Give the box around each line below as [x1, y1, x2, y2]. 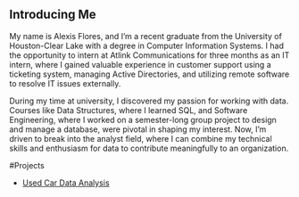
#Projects [9, 160, 45, 170]
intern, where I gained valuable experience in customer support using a [9, 59, 271, 70]
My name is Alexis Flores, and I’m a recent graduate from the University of [9, 30, 283, 41]
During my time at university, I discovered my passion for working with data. [9, 95, 289, 106]
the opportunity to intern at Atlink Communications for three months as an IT [9, 49, 290, 61]
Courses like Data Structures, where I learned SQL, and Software [9, 104, 248, 115]
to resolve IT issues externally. [9, 78, 121, 88]
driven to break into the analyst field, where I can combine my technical [9, 133, 272, 144]
